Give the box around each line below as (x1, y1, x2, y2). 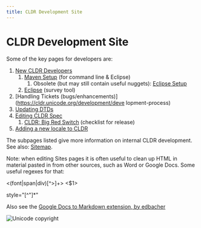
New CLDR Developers (15, 67, 73, 74)
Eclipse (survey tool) (24, 86, 76, 93)
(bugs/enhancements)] (60, 92, 118, 100)
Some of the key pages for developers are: (6, 55, 113, 62)
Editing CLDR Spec (15, 112, 62, 119)
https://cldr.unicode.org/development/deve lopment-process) (17, 99, 171, 106)
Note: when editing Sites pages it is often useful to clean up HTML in (6, 155, 177, 162)
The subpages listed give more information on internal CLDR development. (6, 136, 193, 144)
